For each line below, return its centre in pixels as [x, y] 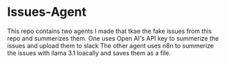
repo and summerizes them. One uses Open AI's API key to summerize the [113, 38]
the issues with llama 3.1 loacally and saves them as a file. [89, 53]
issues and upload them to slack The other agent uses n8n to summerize [111, 45]
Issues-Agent [47, 12]
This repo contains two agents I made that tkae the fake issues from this [110, 31]
